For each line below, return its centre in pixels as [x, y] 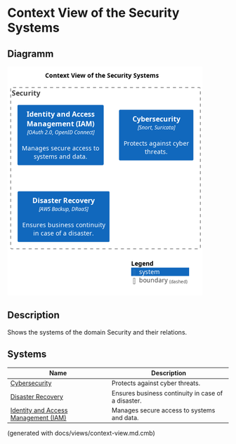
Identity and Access [39, 410]
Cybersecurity [31, 383]
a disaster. [126, 401]
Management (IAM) [38, 417]
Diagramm [31, 54]
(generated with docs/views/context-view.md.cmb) [81, 433]
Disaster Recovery [37, 397]
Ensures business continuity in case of [167, 393]
